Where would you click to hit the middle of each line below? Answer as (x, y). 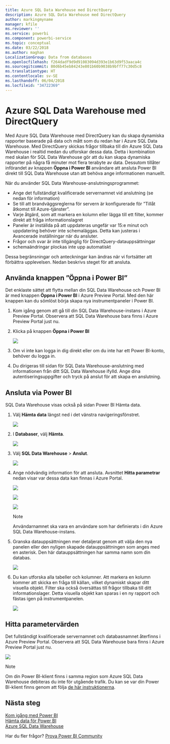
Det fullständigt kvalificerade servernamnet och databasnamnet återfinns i (83, 636)
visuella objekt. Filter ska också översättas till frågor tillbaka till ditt (82, 588)
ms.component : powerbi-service (38, 39)
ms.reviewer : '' (22, 29)
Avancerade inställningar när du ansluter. (55, 236)
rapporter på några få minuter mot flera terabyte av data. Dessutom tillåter (83, 162)
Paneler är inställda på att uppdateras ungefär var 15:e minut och (80, 225)
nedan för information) (36, 198)
